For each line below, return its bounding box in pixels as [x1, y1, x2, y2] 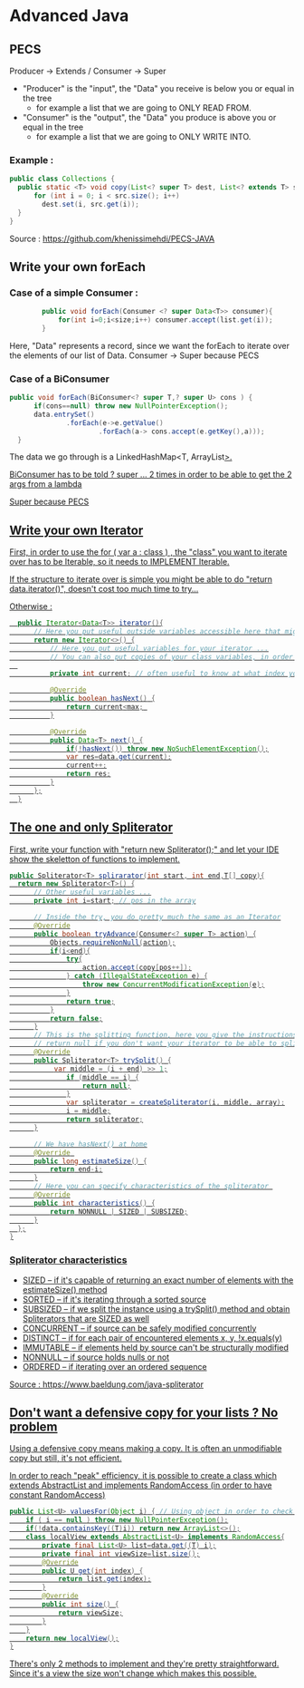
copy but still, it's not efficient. [9, 1452, 122, 1464]
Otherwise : [9, 601, 52, 612]
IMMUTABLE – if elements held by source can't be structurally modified [22, 1342, 290, 1353]
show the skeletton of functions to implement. [9, 853, 181, 864]
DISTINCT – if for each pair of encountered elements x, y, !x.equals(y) [22, 1332, 283, 1343]
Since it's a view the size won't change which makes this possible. [9, 1668, 257, 1679]
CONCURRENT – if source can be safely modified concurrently [22, 1323, 257, 1334]
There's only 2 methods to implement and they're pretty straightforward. [9, 1658, 280, 1669]
